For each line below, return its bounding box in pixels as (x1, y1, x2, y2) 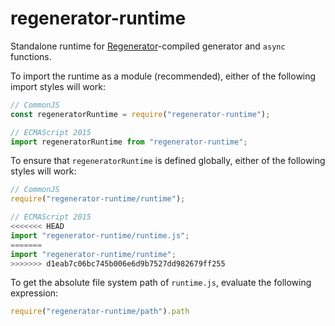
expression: (10, 287, 59, 299)
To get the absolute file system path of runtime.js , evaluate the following (10, 277, 312, 289)
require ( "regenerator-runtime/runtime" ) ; (10, 194, 186, 204)
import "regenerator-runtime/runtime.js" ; (10, 230, 190, 241)
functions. (10, 50, 52, 62)
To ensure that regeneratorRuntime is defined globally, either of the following (10, 155, 326, 167)
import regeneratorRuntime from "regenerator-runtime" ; (10, 137, 248, 147)
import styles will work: (10, 80, 107, 92)
